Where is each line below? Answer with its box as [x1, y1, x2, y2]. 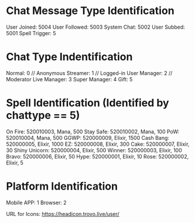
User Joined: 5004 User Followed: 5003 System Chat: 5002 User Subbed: [6, 23, 186, 30]
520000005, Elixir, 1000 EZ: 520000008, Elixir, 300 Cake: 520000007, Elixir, [6, 140, 190, 147]
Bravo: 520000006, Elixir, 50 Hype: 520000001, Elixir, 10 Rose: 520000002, [6, 153, 189, 160]
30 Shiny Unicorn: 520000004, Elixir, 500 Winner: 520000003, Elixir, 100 [6, 146, 183, 153]
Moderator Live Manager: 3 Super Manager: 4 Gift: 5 [6, 76, 133, 83]
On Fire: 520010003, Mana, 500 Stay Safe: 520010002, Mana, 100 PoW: [6, 128, 180, 135]
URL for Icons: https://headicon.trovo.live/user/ [6, 210, 120, 217]
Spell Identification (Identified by [6, 97, 169, 109]
